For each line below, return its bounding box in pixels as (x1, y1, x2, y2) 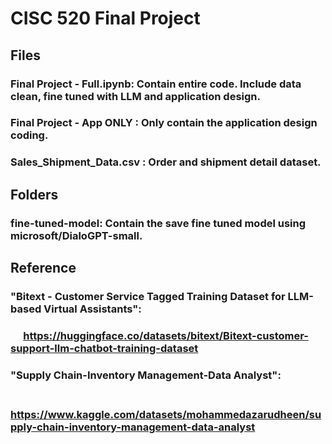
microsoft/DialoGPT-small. (10, 228, 143, 242)
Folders (10, 186, 59, 203)
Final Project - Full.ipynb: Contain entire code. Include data (10, 77, 302, 91)
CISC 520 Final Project (10, 7, 201, 30)
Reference (10, 260, 77, 277)
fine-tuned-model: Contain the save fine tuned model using (10, 216, 307, 230)
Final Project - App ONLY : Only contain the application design (10, 116, 318, 130)
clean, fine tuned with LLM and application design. (10, 89, 261, 103)
